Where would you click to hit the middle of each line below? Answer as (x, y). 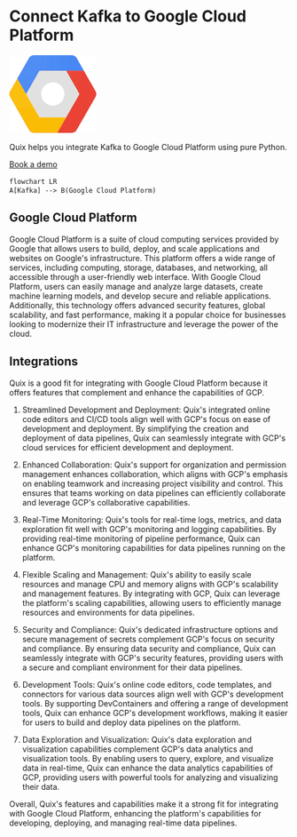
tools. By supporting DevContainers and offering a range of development (155, 703)
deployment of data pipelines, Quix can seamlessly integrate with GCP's (154, 438)
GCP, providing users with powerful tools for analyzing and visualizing (150, 777)
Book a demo (33, 164)
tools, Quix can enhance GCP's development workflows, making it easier (155, 713)
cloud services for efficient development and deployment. (128, 447)
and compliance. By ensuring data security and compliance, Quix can (149, 648)
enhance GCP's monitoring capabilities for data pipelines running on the (153, 547)
